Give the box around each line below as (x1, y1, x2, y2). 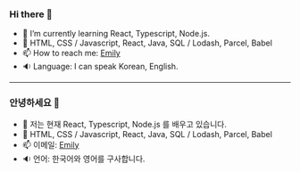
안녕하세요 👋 (9, 97, 60, 110)
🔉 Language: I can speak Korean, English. (21, 61, 179, 72)
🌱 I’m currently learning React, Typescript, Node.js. (21, 29, 210, 39)
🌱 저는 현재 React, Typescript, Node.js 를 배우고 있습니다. (21, 119, 228, 129)
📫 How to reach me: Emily (21, 48, 121, 59)
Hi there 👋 (9, 8, 54, 20)
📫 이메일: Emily (21, 139, 79, 150)
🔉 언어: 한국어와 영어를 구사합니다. (21, 153, 146, 164)
